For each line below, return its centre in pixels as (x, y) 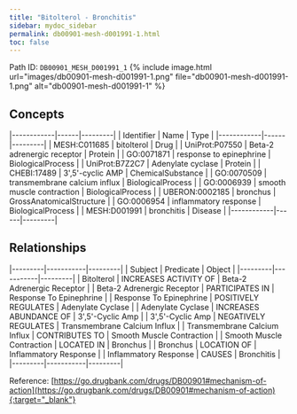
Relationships (48, 248)
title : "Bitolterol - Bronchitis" (73, 17)
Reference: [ (32, 380)
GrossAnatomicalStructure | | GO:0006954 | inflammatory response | (135, 201)
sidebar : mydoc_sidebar (53, 26)
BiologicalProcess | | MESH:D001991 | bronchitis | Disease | (118, 211)
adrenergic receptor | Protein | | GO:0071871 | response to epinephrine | (140, 154)
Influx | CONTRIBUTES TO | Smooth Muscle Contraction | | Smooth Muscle (145, 335)
